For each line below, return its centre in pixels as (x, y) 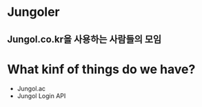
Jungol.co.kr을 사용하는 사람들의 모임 (84, 39)
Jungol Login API (41, 96)
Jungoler (33, 12)
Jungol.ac (31, 88)
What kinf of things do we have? (101, 69)
